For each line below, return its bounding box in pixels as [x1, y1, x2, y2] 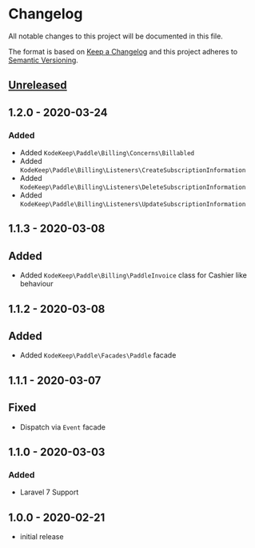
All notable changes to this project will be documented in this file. [8, 31, 224, 41]
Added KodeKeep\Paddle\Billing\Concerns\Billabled [19, 148, 194, 158]
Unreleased [8, 78, 68, 92]
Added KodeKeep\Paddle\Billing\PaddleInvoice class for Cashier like [19, 270, 248, 280]
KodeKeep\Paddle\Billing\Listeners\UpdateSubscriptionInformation [19, 201, 246, 209]
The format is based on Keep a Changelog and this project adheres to [8, 46, 238, 56]
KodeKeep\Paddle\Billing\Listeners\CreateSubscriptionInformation [19, 166, 246, 174]
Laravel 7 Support [19, 487, 79, 497]
